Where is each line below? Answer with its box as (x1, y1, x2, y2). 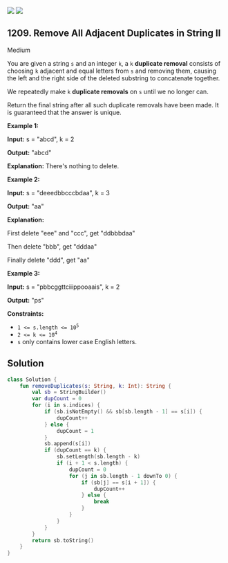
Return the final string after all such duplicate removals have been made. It (7, 100, 219, 109)
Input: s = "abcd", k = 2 (7, 135, 75, 143)
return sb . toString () (32, 537, 95, 544)
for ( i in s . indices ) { (32, 402, 100, 409)
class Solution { (7, 376, 57, 383)
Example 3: (7, 269, 40, 277)
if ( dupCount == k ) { (44, 447, 107, 454)
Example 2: (7, 175, 40, 184)
